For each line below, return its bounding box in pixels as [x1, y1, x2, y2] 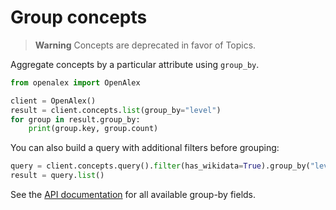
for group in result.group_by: [10, 114, 141, 125]
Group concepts [10, 6, 148, 29]
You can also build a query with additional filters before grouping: [10, 142, 280, 154]
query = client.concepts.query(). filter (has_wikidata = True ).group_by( [10, 161, 311, 171]
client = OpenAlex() [10, 96, 97, 106]
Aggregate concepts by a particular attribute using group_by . [10, 58, 260, 70]
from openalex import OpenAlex [10, 77, 141, 88]
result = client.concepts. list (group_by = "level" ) [10, 105, 222, 115]
